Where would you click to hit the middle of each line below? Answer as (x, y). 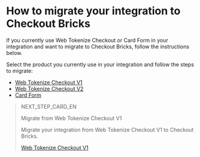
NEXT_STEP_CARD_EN (49, 106)
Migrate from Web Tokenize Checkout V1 (71, 118)
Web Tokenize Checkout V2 (49, 88)
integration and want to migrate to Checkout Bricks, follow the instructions (98, 47)
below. (14, 53)
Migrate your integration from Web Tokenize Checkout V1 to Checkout (107, 130)
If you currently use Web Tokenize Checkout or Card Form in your (87, 40)
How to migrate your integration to (93, 11)
